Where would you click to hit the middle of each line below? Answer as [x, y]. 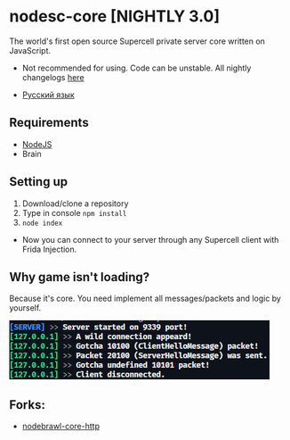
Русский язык [48, 95]
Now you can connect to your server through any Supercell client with [150, 239]
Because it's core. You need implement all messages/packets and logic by [145, 299]
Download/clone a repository [75, 203]
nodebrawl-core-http [61, 427]
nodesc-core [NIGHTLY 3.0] [115, 17]
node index [42, 223]
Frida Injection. [49, 249]
